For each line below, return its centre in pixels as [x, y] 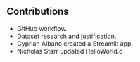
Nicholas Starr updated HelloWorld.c [70, 51]
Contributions [38, 12]
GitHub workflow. [42, 28]
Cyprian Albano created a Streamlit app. [75, 43]
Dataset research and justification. [66, 36]
